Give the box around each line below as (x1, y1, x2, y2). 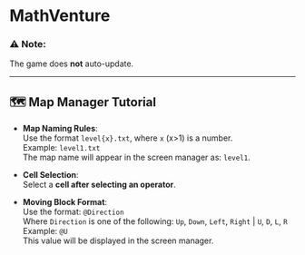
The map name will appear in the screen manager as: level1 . (22, 152, 251, 163)
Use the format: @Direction (22, 206, 124, 218)
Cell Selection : (22, 170, 79, 181)
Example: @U (22, 226, 68, 237)
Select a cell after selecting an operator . (22, 179, 177, 191)
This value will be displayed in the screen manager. (22, 235, 214, 246)
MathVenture (9, 5, 111, 26)
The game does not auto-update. (9, 58, 134, 69)
